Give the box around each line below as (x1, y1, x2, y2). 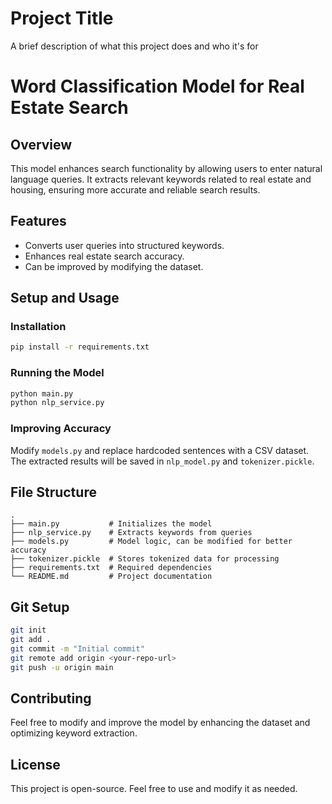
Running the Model (10, 366, 105, 380)
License (10, 756, 61, 773)
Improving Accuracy (10, 422, 112, 436)
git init (10, 625, 47, 636)
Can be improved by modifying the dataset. (24, 260, 204, 272)
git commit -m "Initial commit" (10, 644, 145, 654)
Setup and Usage (10, 290, 120, 307)
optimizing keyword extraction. (10, 727, 138, 739)
